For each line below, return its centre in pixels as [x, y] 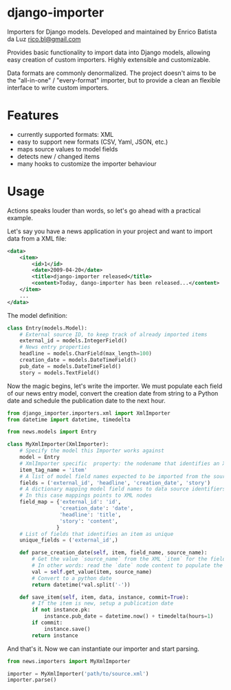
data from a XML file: [37, 238]
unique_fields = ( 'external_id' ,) [69, 540]
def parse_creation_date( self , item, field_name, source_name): [113, 553]
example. [20, 217]
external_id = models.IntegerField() [74, 341]
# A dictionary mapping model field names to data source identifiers [123, 489]
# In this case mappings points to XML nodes [86, 496]
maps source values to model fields [67, 149]
